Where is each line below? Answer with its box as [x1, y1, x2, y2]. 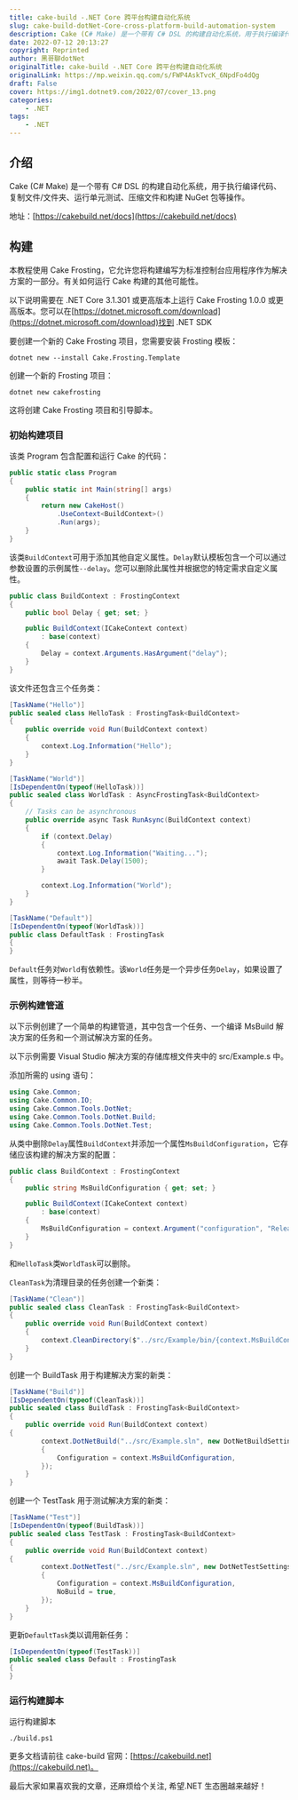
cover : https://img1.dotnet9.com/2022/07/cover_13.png [9, 87, 216, 96]
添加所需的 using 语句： [9, 1070, 96, 1080]
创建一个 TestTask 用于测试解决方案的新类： [9, 1495, 171, 1506]
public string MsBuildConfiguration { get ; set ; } [25, 1183, 216, 1192]
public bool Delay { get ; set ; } [25, 608, 149, 617]
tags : [9, 112, 29, 121]
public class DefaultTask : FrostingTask [9, 930, 165, 939]
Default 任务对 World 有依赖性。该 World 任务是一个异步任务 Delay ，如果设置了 [9, 964, 284, 975]
